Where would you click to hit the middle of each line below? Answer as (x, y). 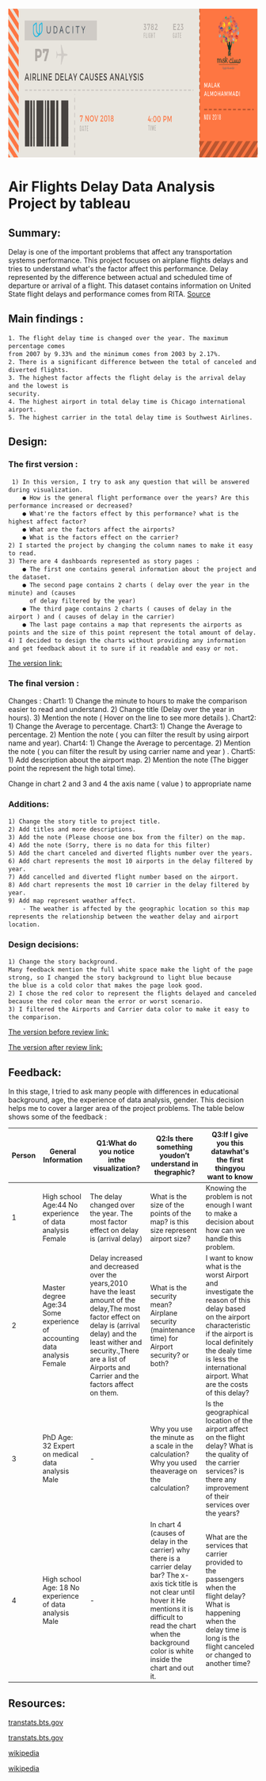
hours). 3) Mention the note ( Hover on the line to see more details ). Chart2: (133, 718)
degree (54, 1296)
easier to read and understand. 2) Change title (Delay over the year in (122, 709)
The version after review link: (55, 1048)
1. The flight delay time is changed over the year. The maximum (118, 338)
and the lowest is (38, 385)
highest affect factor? (47, 521)
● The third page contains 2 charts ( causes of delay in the (127, 609)
